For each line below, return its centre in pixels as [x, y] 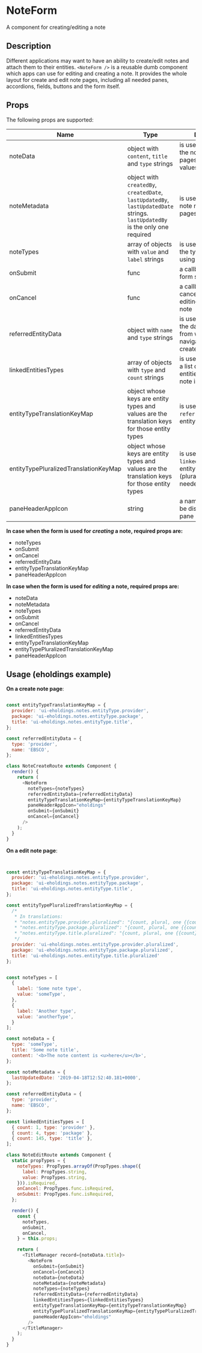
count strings [145, 377]
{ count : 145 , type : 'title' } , [52, 1139]
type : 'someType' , [35, 1045]
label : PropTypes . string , [54, 1172]
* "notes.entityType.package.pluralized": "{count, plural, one [96, 928]
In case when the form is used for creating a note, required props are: [95, 531]
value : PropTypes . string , [54, 1177]
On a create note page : [35, 689]
